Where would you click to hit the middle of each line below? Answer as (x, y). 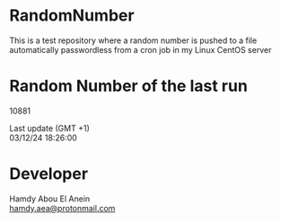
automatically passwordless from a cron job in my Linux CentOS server (140, 49)
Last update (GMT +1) (49, 128)
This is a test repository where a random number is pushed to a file (133, 40)
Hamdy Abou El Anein (50, 199)
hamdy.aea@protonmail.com (62, 208)
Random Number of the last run (129, 86)
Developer (48, 174)
